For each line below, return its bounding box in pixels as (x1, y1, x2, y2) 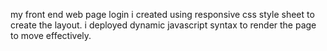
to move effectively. (10, 30, 92, 41)
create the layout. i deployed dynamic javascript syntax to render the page (10, 19, 317, 31)
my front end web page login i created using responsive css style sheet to (10, 9, 315, 20)
